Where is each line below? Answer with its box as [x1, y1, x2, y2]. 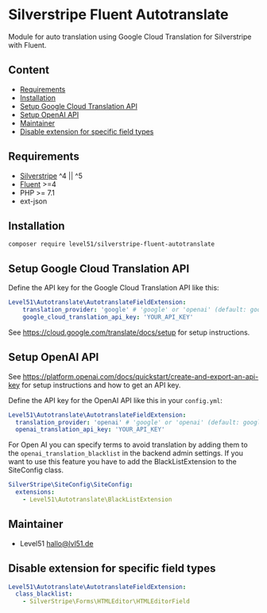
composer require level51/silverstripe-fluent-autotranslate [8, 240, 215, 248]
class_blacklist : [15, 590, 73, 598]
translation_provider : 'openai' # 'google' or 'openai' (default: [15, 418, 240, 426]
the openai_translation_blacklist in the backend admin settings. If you [8, 448, 244, 458]
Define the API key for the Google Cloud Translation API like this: [8, 283, 220, 293]
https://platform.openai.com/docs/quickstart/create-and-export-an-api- [22, 371, 259, 381]
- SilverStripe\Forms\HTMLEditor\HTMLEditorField [22, 598, 191, 606]
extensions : [15, 488, 56, 496]
